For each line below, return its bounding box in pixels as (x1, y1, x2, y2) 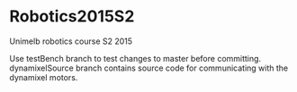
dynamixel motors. (9, 71, 78, 82)
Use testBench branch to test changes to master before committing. (9, 53, 262, 63)
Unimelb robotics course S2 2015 (9, 36, 133, 46)
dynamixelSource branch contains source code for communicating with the (9, 63, 289, 73)
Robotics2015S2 (9, 6, 135, 27)
